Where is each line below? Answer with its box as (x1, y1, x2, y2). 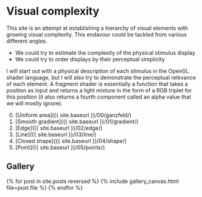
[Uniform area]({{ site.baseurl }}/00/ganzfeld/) (15, 111, 132, 119)
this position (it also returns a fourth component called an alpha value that (6, 93, 192, 100)
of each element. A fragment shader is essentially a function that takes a (6, 80, 189, 88)
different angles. (6, 37, 47, 44)
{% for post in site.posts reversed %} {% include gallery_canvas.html (6, 178, 179, 185)
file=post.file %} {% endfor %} (6, 184, 83, 191)
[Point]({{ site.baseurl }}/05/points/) (15, 143, 105, 151)
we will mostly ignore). (6, 99, 63, 107)
